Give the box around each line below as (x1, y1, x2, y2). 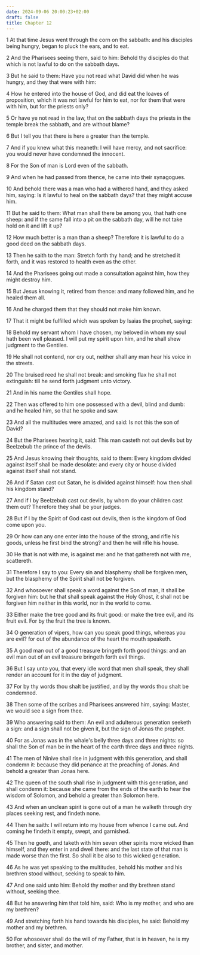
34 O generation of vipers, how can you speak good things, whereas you (6, 629, 186, 636)
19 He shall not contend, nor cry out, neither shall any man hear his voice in (6, 353, 191, 360)
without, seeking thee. (6, 888, 61, 895)
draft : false (6, 14, 39, 20)
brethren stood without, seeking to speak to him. (6, 870, 125, 877)
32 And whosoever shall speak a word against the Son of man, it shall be (6, 587, 185, 594)
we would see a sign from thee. (6, 707, 84, 714)
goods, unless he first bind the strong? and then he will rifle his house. (6, 539, 179, 547)
